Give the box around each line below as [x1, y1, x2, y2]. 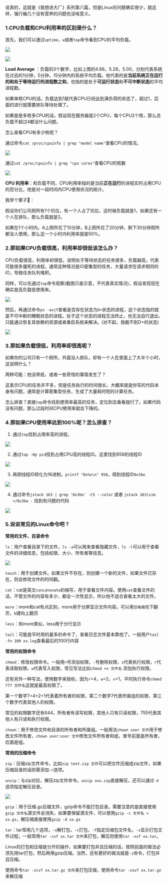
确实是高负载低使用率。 [5, 286, 53, 292]
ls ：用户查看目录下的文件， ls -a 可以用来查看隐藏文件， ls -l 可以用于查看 [5, 544, 159, 550]
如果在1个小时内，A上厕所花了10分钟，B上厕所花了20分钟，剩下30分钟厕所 [5, 225, 160, 231]
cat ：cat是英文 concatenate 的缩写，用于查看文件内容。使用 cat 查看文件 [5, 587, 151, 593]
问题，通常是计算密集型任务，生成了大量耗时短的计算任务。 [13, 388, 136, 394]
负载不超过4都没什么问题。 [5, 119, 61, 125]
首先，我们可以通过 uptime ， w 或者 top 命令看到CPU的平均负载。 [5, 37, 133, 43]
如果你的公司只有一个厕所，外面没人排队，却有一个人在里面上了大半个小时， [5, 354, 163, 360]
